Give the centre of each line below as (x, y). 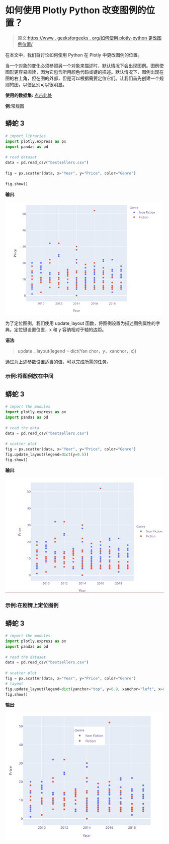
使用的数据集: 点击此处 (29, 95)
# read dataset (21, 157)
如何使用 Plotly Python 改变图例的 (76, 10)
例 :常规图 (15, 106)
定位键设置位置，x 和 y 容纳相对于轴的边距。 (60, 330)
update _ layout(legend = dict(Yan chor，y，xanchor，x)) (77, 351)
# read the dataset (26, 657)
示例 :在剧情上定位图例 (32, 605)
